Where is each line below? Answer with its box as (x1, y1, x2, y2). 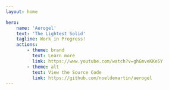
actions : (16, 42, 38, 48)
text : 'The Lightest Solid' (16, 30, 86, 36)
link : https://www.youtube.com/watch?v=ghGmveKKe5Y (32, 58, 163, 64)
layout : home (5, 8, 38, 15)
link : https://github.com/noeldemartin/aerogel (32, 75, 152, 81)
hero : (5, 19, 19, 26)
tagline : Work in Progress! (16, 36, 86, 42)
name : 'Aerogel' (16, 25, 57, 31)
